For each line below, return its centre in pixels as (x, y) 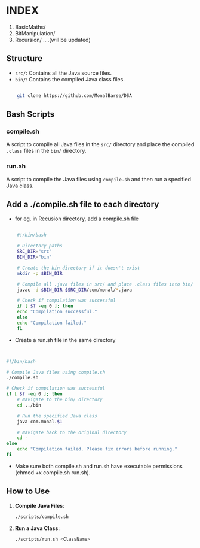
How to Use (28, 491)
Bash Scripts (30, 114)
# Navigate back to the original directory (72, 432)
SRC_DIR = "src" (34, 252)
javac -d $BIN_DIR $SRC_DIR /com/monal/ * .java (75, 290)
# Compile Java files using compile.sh (56, 372)
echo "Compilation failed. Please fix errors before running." (97, 449)
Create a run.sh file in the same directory (65, 340)
